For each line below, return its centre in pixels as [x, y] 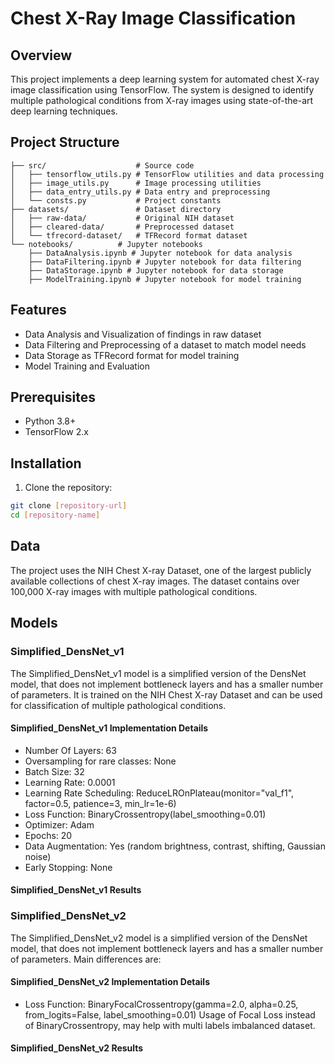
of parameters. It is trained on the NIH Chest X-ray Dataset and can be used [166, 694]
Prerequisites [53, 397]
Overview [41, 55]
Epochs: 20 [48, 835]
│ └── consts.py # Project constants [116, 200]
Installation [46, 463]
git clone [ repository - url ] [69, 506]
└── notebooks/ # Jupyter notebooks [106, 244]
